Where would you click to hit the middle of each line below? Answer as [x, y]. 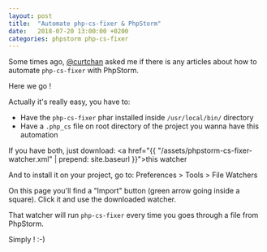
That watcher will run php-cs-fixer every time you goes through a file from [133, 215]
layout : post [30, 16]
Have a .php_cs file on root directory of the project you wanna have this [140, 126]
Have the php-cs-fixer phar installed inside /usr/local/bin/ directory [137, 118]
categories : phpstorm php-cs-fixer [69, 39]
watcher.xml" [30, 159]
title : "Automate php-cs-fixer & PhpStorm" [85, 24]
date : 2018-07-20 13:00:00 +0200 [69, 31]
